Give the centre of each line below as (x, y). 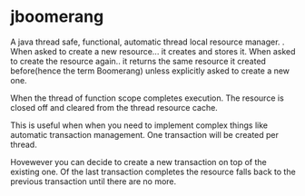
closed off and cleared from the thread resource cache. (114, 107)
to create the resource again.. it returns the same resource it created (138, 61)
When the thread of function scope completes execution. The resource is (147, 98)
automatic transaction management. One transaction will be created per (145, 134)
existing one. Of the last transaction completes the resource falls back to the (153, 171)
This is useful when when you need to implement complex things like (139, 125)
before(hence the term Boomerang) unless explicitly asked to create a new (150, 71)
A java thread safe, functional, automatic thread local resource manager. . (148, 42)
